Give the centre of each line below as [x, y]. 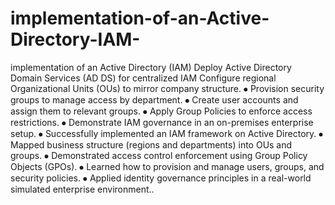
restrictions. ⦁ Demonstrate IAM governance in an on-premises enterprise [162, 122]
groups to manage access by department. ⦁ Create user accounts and [154, 99]
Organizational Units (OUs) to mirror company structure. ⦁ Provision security [167, 88]
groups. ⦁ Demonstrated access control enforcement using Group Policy [159, 155]
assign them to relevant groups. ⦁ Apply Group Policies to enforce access [161, 111]
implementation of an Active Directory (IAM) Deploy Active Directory [151, 67]
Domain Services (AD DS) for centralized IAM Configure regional [143, 78]
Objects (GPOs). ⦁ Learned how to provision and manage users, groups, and [167, 166]
